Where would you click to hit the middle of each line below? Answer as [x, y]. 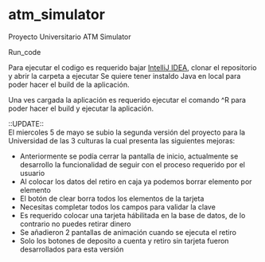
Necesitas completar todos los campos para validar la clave [118, 207]
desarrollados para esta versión [72, 249]
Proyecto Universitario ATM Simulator [70, 37]
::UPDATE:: [26, 123]
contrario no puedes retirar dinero [75, 224]
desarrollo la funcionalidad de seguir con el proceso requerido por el [132, 164]
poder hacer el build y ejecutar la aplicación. [81, 108]
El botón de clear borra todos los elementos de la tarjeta [112, 198]
